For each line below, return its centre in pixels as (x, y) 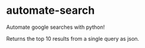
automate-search (50, 10)
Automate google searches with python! (55, 27)
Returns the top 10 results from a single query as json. (73, 38)
